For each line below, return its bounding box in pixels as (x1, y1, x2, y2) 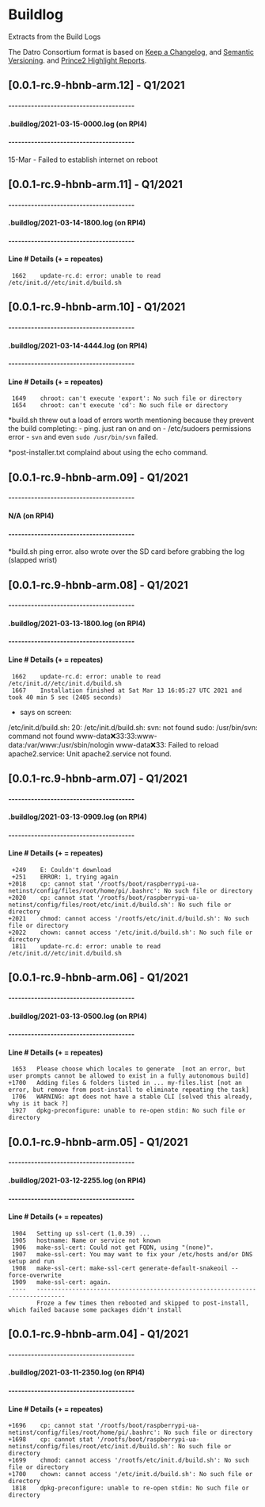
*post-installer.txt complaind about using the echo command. (8, 448, 208, 457)
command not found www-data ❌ (8, 731, 116, 740)
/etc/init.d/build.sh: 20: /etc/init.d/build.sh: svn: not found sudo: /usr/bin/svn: (8, 722, 258, 732)
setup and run (8, 1257, 55, 1265)
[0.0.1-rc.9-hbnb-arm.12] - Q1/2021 (8, 79, 185, 92)
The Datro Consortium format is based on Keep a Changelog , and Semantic (8, 47, 255, 56)
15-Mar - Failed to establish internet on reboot (8, 155, 158, 164)
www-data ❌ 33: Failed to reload (115, 740, 219, 749)
